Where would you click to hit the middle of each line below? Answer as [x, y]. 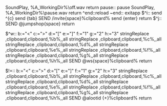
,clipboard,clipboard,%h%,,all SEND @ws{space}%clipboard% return [79, 61]
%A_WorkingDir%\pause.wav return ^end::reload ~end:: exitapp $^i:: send [84, 13]
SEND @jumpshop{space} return [40, 24]
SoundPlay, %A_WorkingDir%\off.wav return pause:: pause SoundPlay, [80, 7]
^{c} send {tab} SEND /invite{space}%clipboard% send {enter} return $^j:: [84, 18]
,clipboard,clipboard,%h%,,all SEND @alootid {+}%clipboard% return [79, 98]
